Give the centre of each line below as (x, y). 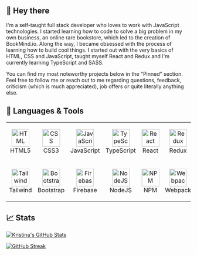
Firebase (85, 190)
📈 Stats (21, 218)
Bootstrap (51, 190)
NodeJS (120, 190)
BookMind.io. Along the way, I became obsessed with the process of (89, 43)
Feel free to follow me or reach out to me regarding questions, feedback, (94, 80)
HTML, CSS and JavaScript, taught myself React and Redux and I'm (88, 56)
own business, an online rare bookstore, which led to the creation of (88, 37)
